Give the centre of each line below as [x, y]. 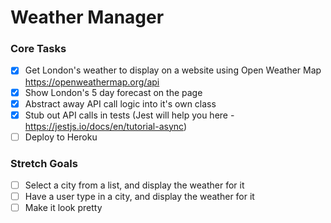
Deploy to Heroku [61, 137]
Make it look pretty [63, 208]
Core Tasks [38, 49]
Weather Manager [87, 17]
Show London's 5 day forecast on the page [113, 92]
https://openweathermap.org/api [92, 82]
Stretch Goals [44, 163]
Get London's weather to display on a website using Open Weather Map [173, 70]
